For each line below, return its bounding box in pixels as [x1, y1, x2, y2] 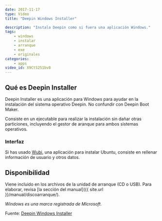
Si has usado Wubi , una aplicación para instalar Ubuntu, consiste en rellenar [5, 149, 158, 155]
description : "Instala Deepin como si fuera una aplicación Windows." [5, 25, 151, 30]
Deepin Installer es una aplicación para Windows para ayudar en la [5, 96, 139, 102]
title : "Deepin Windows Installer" [5, 16, 77, 21]
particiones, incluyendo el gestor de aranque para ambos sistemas [5, 121, 138, 126]
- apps [14, 61, 27, 66]
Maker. [5, 106, 19, 112]
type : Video [5, 12, 29, 16]
